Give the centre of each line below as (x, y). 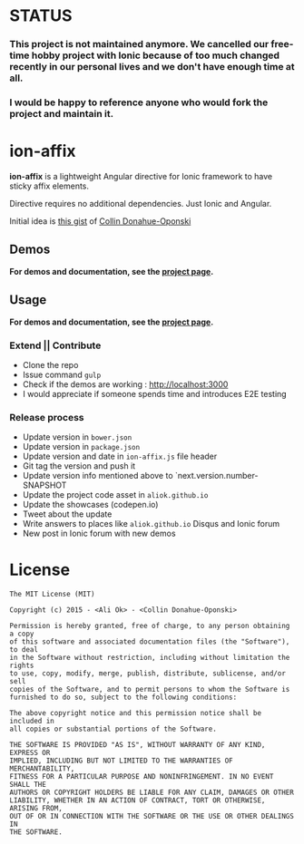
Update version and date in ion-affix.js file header (120, 456)
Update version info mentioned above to (98, 476)
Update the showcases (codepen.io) (90, 505)
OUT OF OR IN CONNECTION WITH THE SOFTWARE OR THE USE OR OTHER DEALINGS (152, 817)
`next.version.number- (216, 476)
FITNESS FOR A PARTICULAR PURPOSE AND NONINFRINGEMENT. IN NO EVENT (142, 777)
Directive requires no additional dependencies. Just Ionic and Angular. (141, 203)
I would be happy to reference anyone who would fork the (139, 102)
